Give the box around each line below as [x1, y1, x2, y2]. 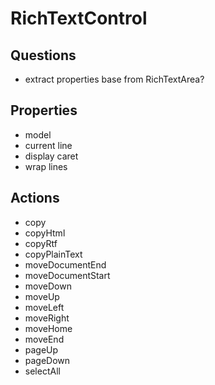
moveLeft [24, 301, 65, 313]
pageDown [24, 354, 71, 366]
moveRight [24, 312, 70, 324]
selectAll [24, 365, 61, 377]
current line [24, 139, 73, 151]
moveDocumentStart [24, 269, 111, 281]
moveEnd [24, 333, 65, 345]
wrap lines [24, 160, 68, 172]
